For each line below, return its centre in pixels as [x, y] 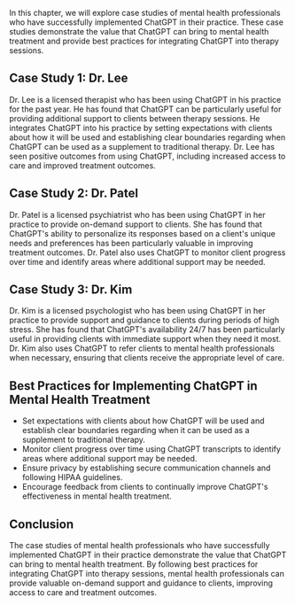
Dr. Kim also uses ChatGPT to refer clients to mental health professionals [142, 348]
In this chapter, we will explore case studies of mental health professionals [145, 13]
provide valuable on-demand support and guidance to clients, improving [141, 583]
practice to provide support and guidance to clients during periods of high [144, 320]
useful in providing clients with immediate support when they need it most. [145, 339]
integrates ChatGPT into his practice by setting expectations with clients [141, 128]
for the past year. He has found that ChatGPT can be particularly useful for [145, 109]
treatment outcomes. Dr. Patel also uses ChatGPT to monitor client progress [147, 252]
